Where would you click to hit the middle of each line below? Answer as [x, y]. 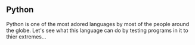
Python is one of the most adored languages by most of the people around [98, 24]
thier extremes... [26, 36]
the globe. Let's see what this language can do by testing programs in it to [97, 30]
